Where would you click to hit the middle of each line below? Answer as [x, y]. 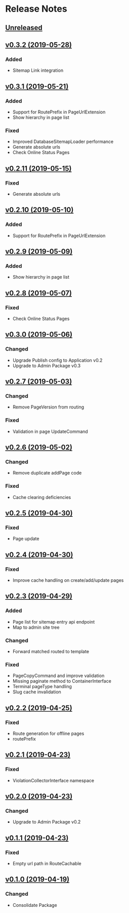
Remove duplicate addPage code [47, 473]
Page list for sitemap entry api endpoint [54, 622]
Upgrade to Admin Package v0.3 [47, 365]
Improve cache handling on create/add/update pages [68, 580]
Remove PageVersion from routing [48, 407]
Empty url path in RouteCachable [47, 864]
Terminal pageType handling [42, 687]
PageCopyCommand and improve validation [58, 676]
